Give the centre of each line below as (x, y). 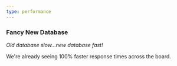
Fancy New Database (37, 32)
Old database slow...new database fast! (55, 45)
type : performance (29, 11)
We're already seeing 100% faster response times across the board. (88, 56)
